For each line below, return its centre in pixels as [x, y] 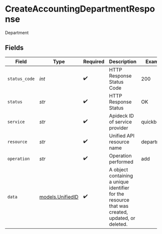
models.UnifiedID [59, 197]
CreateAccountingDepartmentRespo [80, 9]
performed [121, 162]
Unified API [122, 136]
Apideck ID [121, 116]
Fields [14, 48]
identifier [119, 187]
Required [94, 62]
